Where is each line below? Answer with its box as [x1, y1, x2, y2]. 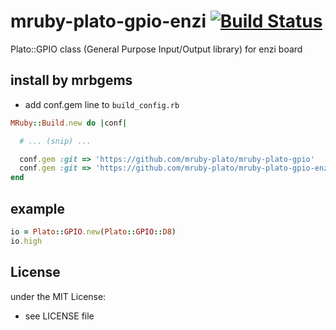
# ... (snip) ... [19, 136, 92, 146]
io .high [10, 236, 43, 246]
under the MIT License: [10, 290, 107, 302]
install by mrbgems [10, 72, 133, 89]
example [10, 200, 66, 217]
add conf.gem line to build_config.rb [24, 98, 180, 110]
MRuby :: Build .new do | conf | [10, 118, 128, 128]
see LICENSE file [24, 310, 95, 322]
